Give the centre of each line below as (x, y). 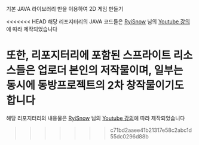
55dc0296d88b (129, 136)
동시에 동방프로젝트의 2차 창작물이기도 (95, 85)
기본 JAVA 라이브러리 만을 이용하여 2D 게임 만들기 (65, 9)
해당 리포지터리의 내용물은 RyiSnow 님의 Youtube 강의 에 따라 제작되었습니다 (96, 118)
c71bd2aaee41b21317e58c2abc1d (151, 130)
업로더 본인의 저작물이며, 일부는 (110, 70)
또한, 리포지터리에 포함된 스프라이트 (89, 55)
